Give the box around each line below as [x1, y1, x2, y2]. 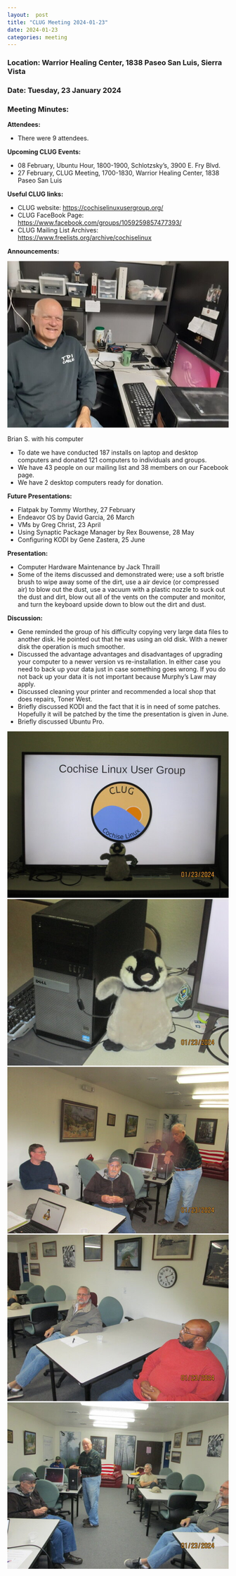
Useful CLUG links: [7, 190, 64, 199]
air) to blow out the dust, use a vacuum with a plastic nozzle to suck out [17, 585, 225, 594]
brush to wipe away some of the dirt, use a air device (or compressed [17, 578, 219, 586]
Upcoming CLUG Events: [7, 148, 81, 156]
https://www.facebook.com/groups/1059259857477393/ [17, 218, 182, 227]
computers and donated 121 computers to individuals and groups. [17, 456, 207, 464]
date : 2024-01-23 [7, 26, 58, 33]
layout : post [7, 11, 49, 18]
